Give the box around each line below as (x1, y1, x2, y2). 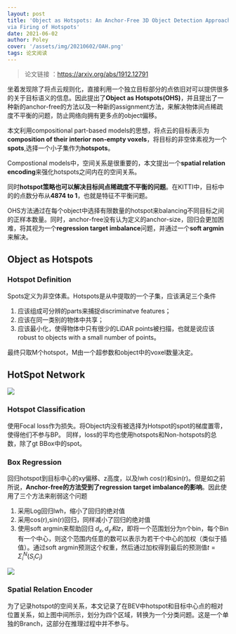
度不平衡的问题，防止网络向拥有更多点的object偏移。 (7, 111, 162, 120)
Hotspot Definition (7, 275, 72, 285)
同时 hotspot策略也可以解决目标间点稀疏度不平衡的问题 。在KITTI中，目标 (7, 182, 218, 191)
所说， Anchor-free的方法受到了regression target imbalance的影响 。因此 (7, 483, 221, 491)
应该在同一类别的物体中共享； (17, 315, 104, 324)
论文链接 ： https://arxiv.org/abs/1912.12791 (24, 70, 149, 78)
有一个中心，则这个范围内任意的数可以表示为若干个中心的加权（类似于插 (17, 534, 227, 542)
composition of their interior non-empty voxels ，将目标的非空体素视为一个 (7, 135, 227, 143)
